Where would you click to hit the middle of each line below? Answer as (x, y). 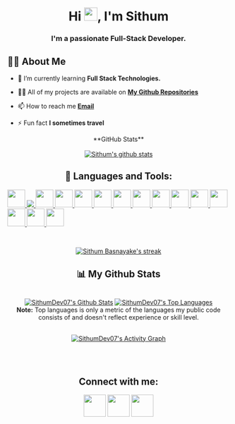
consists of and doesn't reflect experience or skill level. (119, 317)
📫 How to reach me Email (56, 106)
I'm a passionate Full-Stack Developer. (119, 39)
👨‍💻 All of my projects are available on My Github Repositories (108, 92)
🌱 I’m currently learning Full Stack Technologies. (89, 78)
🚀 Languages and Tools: (119, 176)
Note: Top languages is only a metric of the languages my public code (119, 310)
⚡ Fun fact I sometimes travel (61, 123)
